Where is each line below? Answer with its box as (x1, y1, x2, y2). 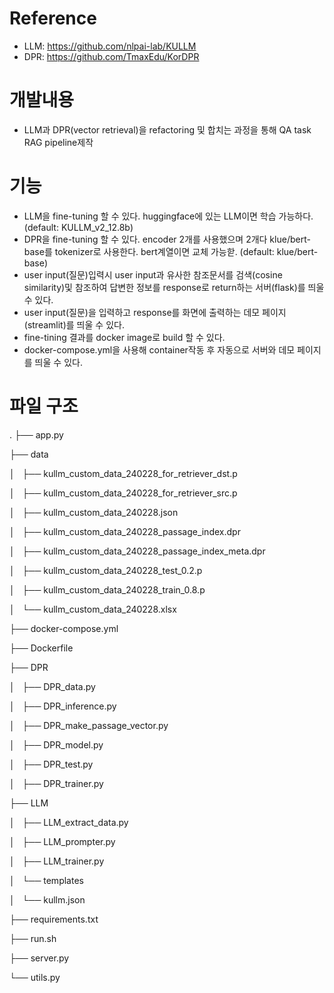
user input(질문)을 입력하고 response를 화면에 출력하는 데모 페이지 (23, 306, 287, 318)
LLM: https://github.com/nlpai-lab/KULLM (23, 40, 197, 52)
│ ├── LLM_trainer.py (9, 855, 105, 867)
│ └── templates (9, 874, 84, 886)
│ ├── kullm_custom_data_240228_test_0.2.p (9, 564, 203, 576)
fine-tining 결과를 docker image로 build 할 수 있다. (23, 331, 226, 343)
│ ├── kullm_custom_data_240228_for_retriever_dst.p (9, 467, 238, 479)
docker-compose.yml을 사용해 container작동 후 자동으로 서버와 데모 (23, 343, 296, 356)
